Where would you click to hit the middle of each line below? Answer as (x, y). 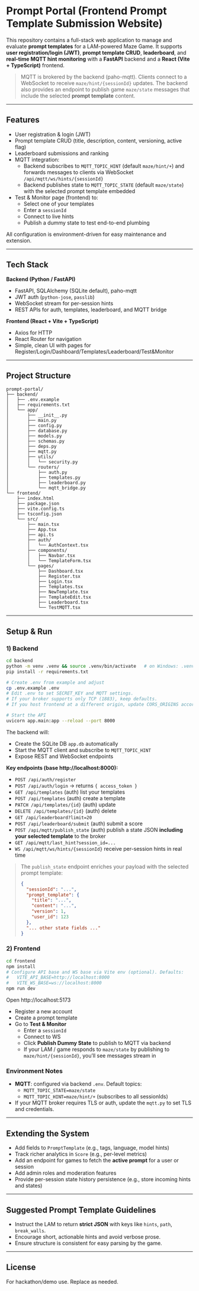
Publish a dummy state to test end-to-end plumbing (86, 222)
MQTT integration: (37, 159)
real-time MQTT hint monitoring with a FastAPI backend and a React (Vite (98, 59)
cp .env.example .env (33, 688)
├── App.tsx (42, 530)
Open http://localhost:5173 (38, 1000)
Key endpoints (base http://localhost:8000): (62, 768)
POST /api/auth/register (45, 779)
